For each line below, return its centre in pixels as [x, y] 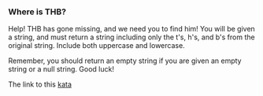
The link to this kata [40, 84]
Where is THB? [37, 12]
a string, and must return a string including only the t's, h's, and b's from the [131, 37]
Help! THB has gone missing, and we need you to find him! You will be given [132, 29]
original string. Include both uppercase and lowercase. [96, 46]
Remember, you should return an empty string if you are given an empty [125, 61]
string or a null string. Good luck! [61, 69]
